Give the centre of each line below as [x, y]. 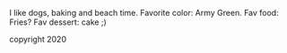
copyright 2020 [38, 39]
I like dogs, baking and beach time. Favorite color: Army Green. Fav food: [144, 13]
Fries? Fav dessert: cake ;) [58, 22]
